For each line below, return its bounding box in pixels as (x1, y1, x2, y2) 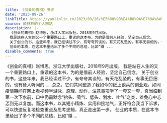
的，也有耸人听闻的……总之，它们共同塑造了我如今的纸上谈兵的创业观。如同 (5, 81, 161, 87)
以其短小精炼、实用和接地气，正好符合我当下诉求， (57, 100, 162, 106)
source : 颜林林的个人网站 (5, 21, 53, 26)
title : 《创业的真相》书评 (5, 7, 55, 12)
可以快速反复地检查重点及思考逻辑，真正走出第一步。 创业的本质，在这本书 (5, 106, 159, 112)
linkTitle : (5, 16, 28, 21)
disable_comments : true (5, 49, 55, 54)
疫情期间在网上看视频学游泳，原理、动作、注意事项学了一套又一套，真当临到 (5, 88, 162, 94)
